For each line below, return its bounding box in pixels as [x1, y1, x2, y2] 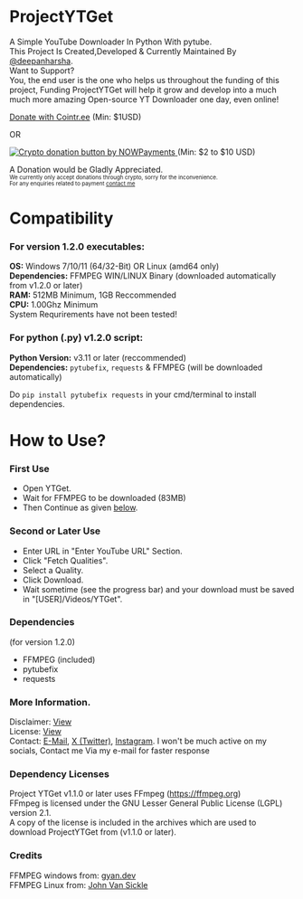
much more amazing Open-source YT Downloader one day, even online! [9, 93, 279, 105]
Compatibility [9, 208, 114, 229]
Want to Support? [9, 65, 75, 76]
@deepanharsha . [9, 55, 74, 66]
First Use [9, 462, 50, 475]
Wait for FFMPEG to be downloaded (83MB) [22, 493, 187, 504]
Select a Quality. [22, 564, 84, 575]
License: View [9, 726, 62, 737]
